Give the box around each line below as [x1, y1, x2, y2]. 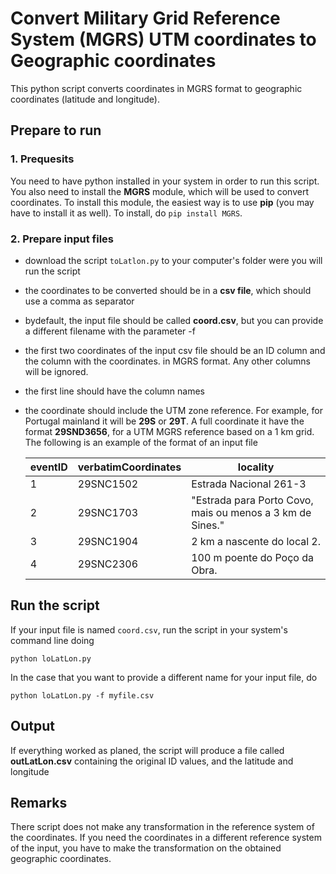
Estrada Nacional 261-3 [191, 477, 307, 491]
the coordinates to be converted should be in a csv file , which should [24, 284, 312, 296]
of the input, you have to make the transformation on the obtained [10, 842, 282, 854]
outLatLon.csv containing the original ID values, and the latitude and [10, 755, 294, 767]
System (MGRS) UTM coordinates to [10, 28, 317, 51]
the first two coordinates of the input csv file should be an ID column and [24, 344, 326, 356]
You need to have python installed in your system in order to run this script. [10, 175, 320, 187]
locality [237, 460, 275, 474]
